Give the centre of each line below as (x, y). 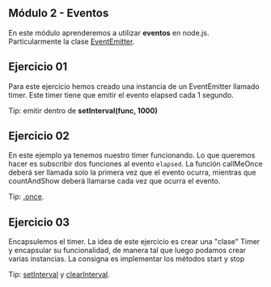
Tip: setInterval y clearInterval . (59, 275)
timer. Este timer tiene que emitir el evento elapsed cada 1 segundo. (121, 95)
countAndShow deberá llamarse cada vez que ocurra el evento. (114, 181)
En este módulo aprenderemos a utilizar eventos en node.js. (109, 32)
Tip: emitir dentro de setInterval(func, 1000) (83, 110)
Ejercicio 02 (39, 136)
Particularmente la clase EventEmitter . (72, 41)
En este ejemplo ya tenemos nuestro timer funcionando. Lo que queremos (132, 155)
